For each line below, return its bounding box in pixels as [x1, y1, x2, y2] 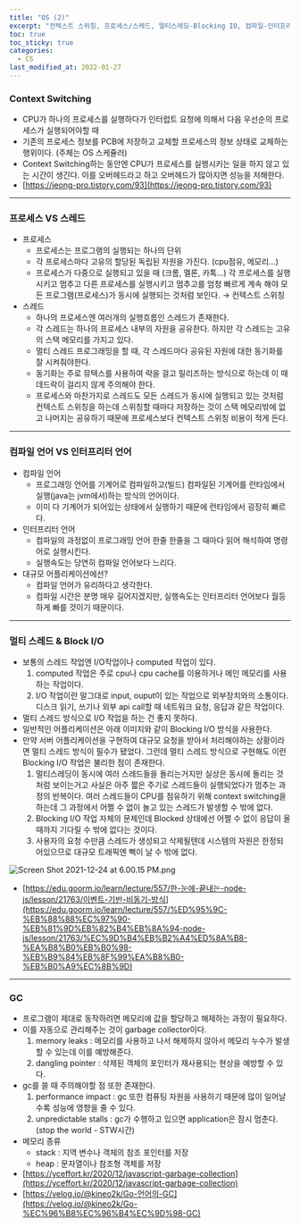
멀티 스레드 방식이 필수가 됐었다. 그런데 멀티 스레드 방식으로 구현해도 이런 [31, 746, 287, 757]
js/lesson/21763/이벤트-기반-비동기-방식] [21, 895, 170, 905]
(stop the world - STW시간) [35, 1125, 136, 1136]
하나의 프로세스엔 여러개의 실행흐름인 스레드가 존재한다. [35, 312, 229, 323]
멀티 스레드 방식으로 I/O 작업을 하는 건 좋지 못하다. [21, 712, 198, 724]
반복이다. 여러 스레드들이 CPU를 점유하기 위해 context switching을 [52, 791, 287, 802]
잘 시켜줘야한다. [35, 357, 91, 367]
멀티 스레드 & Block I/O [9, 635, 104, 647]
